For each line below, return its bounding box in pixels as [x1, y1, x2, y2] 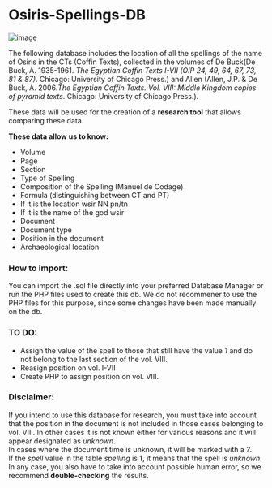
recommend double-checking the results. [8, 470, 149, 480]
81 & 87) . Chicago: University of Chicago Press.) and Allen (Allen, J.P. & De [8, 74, 257, 84]
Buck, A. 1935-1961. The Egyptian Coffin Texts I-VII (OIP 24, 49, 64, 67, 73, [8, 65, 257, 75]
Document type [19, 225, 73, 235]
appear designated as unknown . [8, 436, 116, 446]
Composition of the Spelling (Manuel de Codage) [19, 181, 184, 192]
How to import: [8, 262, 69, 274]
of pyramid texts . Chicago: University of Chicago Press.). [8, 91, 199, 101]
